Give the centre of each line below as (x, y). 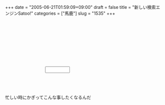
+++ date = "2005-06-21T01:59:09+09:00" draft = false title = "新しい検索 (81, 7)
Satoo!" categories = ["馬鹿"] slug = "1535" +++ (67, 13)
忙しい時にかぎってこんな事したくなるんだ (48, 97)
